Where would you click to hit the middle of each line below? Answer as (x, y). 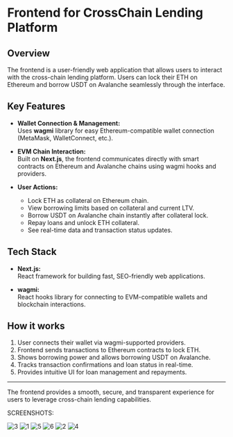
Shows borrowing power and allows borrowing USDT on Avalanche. (114, 357)
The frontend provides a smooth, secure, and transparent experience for (111, 392)
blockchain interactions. (51, 304)
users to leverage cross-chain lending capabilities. (79, 399)
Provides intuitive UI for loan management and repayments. (102, 372)
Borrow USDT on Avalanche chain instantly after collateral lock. (118, 215)
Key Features (36, 107)
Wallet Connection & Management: (69, 123)
